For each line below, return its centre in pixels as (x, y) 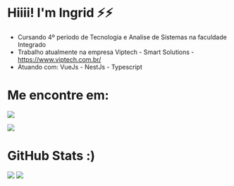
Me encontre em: (58, 95)
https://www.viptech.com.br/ (59, 59)
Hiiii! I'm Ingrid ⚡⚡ (60, 13)
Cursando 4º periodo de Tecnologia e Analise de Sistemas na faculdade (122, 37)
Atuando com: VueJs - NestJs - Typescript (80, 67)
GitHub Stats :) (51, 156)
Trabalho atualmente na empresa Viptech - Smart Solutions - (106, 52)
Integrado (32, 44)
